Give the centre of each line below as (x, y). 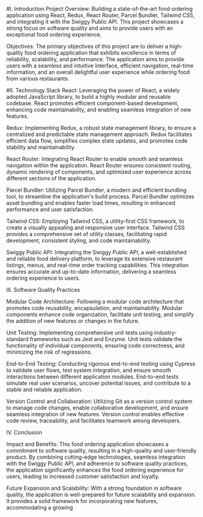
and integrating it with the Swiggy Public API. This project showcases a (95, 22)
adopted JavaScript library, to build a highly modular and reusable (88, 97)
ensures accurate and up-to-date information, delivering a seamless (92, 272)
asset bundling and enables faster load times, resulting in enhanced (91, 203)
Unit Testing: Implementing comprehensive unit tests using (80, 333)
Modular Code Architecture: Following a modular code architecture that (95, 302)
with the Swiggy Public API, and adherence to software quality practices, (97, 463)
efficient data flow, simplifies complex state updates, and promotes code (97, 141)
